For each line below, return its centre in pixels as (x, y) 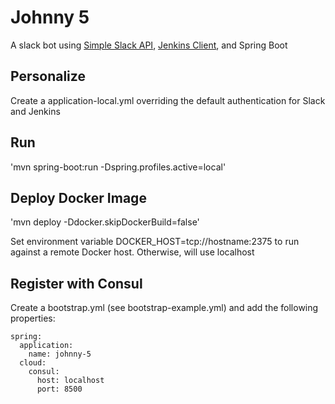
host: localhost (70, 381)
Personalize (48, 76)
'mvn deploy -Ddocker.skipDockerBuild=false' (105, 222)
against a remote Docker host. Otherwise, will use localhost (132, 252)
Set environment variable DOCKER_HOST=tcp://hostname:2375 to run (155, 242)
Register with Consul (76, 283)
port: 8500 (59, 389)
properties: (33, 318)
